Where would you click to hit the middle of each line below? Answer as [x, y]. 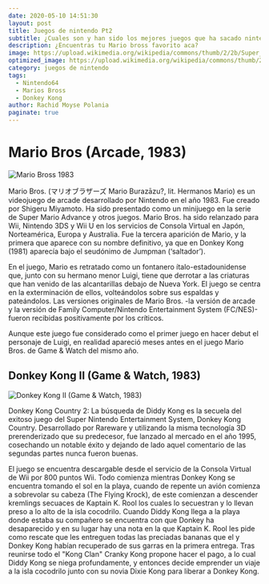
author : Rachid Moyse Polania [59, 105]
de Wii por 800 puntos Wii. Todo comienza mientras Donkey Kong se [122, 477]
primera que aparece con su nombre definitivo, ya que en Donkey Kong [126, 242]
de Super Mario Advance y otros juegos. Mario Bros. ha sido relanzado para [133, 217]
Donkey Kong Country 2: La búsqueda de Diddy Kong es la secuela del [125, 411]
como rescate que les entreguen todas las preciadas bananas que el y [124, 537]
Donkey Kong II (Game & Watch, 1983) [105, 376]
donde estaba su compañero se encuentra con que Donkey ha [111, 520]
